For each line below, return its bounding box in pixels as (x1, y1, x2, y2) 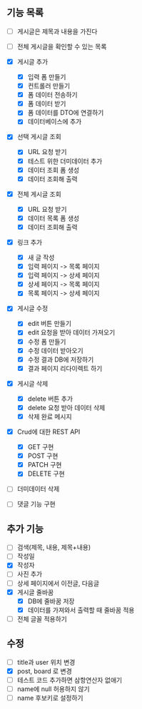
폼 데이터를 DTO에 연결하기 (27, 108, 104, 117)
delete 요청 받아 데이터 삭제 (27, 403, 106, 412)
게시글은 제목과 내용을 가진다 (16, 27, 98, 36)
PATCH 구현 (27, 461, 62, 469)
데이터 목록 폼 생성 (27, 213, 80, 223)
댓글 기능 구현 (16, 500, 56, 509)
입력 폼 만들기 (27, 73, 66, 81)
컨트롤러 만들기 (27, 81, 71, 91)
